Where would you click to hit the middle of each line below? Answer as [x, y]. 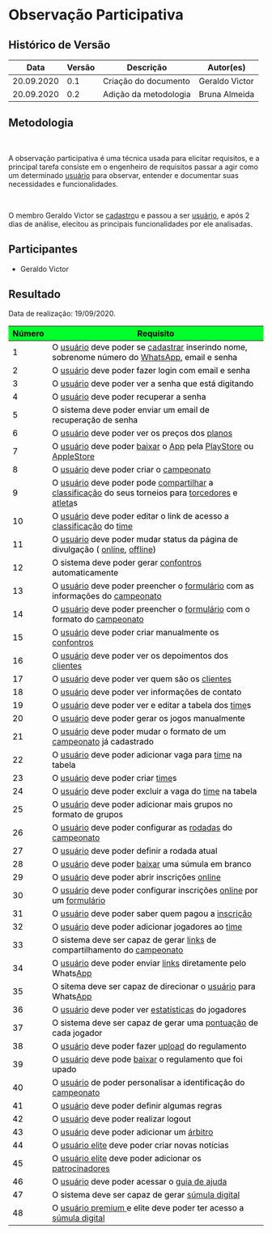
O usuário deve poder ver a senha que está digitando [153, 384]
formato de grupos [88, 815]
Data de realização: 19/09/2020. [62, 314]
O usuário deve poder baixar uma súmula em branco [152, 864]
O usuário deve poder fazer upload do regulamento [149, 1046]
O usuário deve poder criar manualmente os [136, 633]
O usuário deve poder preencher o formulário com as [153, 586]
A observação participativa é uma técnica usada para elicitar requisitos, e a [134, 158]
